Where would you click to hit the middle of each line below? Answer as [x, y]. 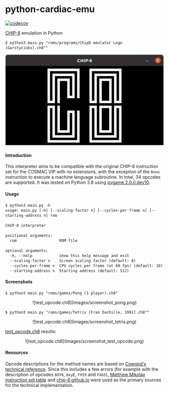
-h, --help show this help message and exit [69, 256]
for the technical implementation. [39, 385]
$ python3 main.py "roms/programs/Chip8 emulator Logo [64, 43]
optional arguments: [27, 251]
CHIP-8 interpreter [26, 225]
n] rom [50, 215]
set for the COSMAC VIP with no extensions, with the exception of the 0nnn [82, 172]
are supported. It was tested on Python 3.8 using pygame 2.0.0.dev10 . [78, 183]
